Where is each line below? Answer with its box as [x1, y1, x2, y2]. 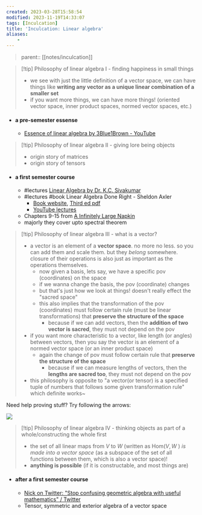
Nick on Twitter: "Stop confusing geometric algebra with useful [24, 489, 181, 496]
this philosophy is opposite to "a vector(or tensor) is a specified [30, 377, 188, 384]
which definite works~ [30, 390, 86, 397]
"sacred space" [39, 293, 78, 301]
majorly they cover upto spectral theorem [24, 219, 127, 226]
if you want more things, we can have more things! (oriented [30, 96, 180, 103]
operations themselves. [30, 261, 89, 269]
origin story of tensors [30, 159, 86, 167]
